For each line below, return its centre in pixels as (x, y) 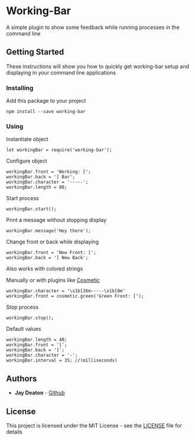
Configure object (27, 161)
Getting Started (35, 52)
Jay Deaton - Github (40, 393)
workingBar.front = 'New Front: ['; (51, 253)
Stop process (22, 307)
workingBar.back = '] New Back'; (47, 258)
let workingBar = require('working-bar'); (59, 150)
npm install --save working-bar (46, 112)
